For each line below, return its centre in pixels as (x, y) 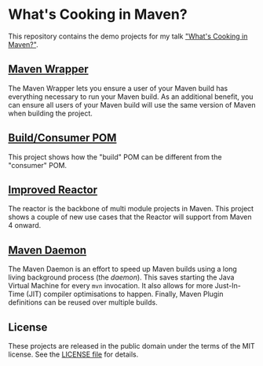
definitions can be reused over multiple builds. (83, 302)
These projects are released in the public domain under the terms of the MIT (131, 346)
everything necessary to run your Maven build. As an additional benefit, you (131, 97)
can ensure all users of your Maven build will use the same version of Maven (132, 104)
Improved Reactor (53, 190)
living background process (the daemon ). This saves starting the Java (121, 277)
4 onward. (25, 225)
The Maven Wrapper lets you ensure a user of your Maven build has (118, 88)
